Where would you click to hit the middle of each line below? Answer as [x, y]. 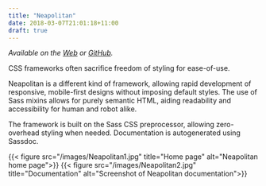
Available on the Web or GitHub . [61, 53]
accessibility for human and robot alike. [73, 109]
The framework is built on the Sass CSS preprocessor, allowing [111, 125]
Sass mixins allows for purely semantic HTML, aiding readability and [120, 101]
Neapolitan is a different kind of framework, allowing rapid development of [130, 83]
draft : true [28, 30]
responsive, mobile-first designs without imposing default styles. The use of [133, 92]
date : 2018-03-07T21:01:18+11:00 [64, 23]
